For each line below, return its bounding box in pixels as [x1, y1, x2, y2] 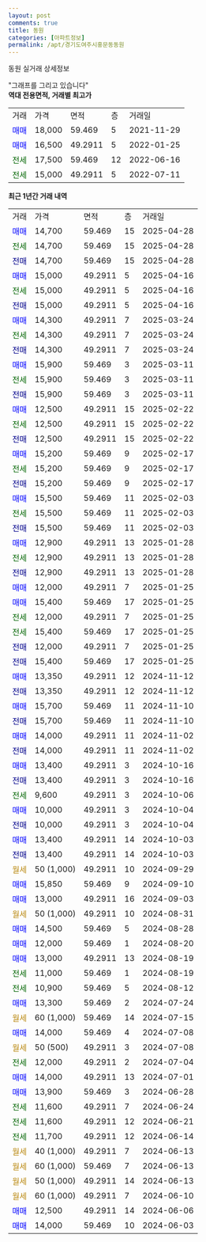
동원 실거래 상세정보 [8, 64, 69, 74]
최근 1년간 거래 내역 [8, 192, 68, 201]
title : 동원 [8, 26, 45, 34]
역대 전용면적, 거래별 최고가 [8, 90, 92, 100]
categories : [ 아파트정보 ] [8, 33, 85, 42]
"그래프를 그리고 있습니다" [8, 81, 89, 90]
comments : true [8, 19, 58, 27]
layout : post [8, 11, 51, 20]
